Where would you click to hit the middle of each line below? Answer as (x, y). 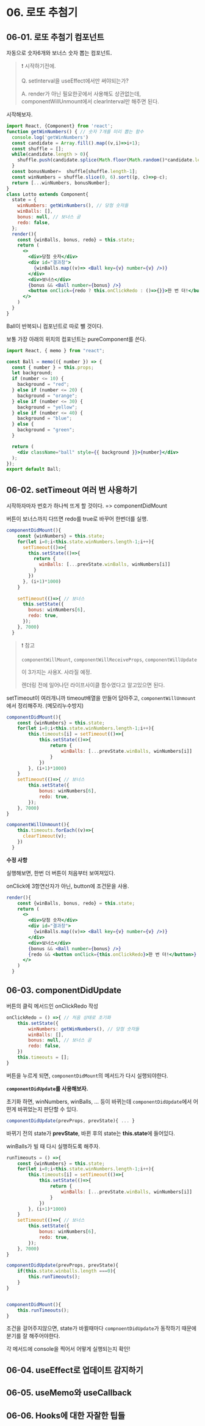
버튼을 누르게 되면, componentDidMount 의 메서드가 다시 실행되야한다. (87, 1075)
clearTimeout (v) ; (45, 836)
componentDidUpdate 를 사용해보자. (47, 1088)
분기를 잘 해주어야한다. (33, 1336)
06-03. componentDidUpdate (64, 990)
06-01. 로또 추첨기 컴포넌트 (56, 37)
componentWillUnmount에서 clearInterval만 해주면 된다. (90, 101)
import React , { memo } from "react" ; (56, 350)
